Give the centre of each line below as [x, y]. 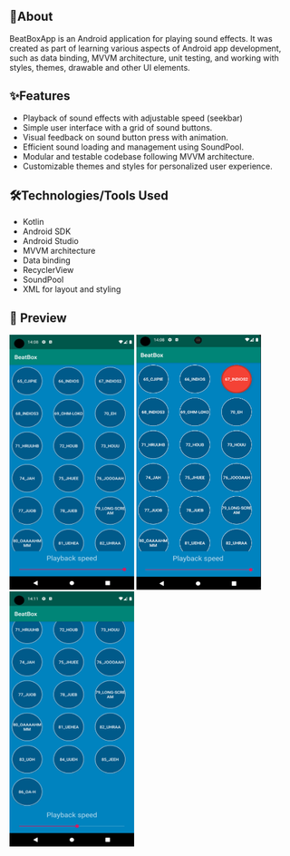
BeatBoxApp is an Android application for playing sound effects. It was [141, 38]
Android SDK [47, 231]
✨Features [40, 96]
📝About [31, 17]
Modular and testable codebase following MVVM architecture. [139, 156]
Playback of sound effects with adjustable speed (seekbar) [132, 118]
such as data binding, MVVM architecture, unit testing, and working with [144, 58]
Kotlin [33, 222]
